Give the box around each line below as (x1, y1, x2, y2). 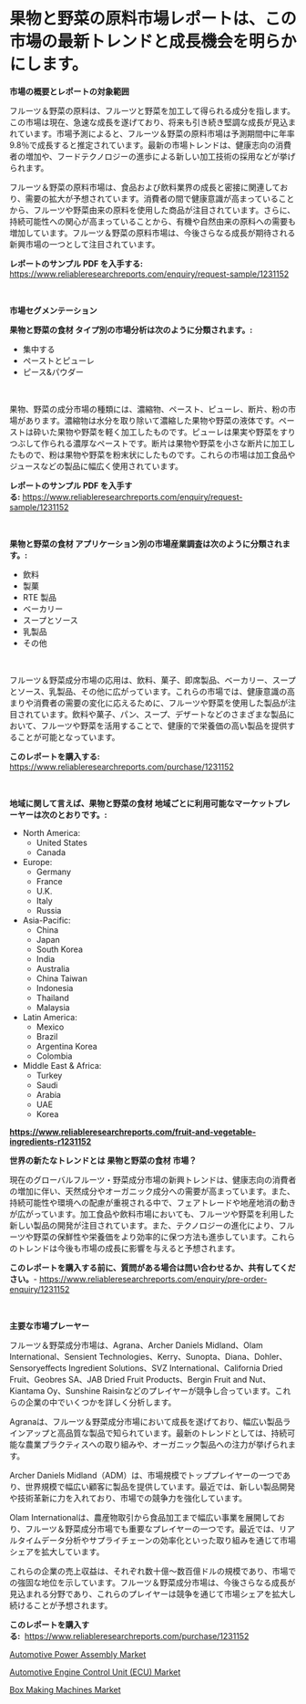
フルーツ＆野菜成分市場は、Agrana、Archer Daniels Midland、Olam (9, 1339, 264, 1351)
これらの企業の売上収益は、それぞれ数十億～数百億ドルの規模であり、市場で (9, 1565, 297, 1576)
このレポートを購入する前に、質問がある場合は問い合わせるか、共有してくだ (9, 1261, 296, 1273)
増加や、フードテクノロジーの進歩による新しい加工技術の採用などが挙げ (25, 151, 296, 162)
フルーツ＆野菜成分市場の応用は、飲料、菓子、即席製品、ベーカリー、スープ (9, 674, 296, 685)
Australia (36, 963, 70, 974)
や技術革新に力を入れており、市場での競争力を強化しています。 (9, 1492, 248, 1503)
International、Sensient (9, 1351, 97, 1362)
